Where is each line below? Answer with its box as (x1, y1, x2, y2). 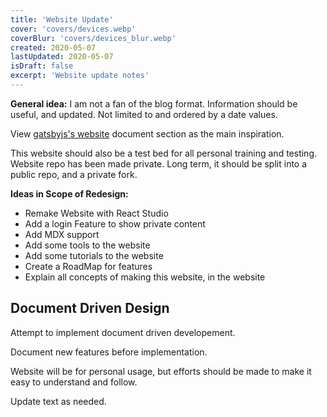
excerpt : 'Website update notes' (10, 71, 150, 81)
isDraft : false (10, 61, 74, 71)
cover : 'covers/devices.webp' (10, 24, 137, 34)
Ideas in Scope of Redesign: (10, 187, 129, 200)
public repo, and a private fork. (10, 168, 138, 180)
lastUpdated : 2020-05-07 (10, 52, 114, 62)
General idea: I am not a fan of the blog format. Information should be (10, 97, 298, 110)
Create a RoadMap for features (24, 260, 153, 272)
